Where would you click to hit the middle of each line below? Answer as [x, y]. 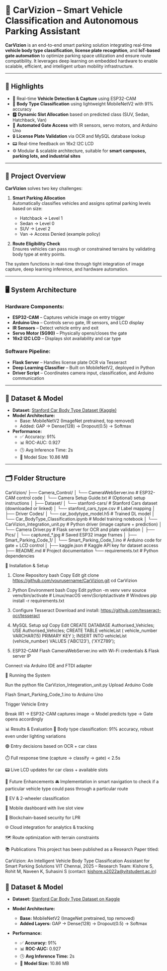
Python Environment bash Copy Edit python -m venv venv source [79, 590]
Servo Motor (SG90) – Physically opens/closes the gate [70, 333]
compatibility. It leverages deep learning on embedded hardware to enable [82, 61]
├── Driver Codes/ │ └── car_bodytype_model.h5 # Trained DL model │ [80, 514]
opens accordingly [24, 719]
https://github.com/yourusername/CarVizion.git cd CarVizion [75, 581]
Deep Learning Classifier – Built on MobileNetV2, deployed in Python [83, 367]
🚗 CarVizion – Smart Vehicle [64, 10]
